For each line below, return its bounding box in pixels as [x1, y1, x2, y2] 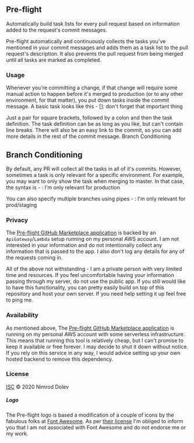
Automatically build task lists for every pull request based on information [6, 20, 180, 27]
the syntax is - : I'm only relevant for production [6, 184, 121, 191]
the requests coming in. [6, 254, 63, 261]
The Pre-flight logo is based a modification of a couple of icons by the [6, 411, 175, 418]
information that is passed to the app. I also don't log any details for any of [6, 248, 185, 255]
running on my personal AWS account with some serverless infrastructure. [6, 330, 185, 338]
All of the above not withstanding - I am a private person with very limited [6, 265, 182, 272]
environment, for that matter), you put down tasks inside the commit [6, 96, 170, 104]
